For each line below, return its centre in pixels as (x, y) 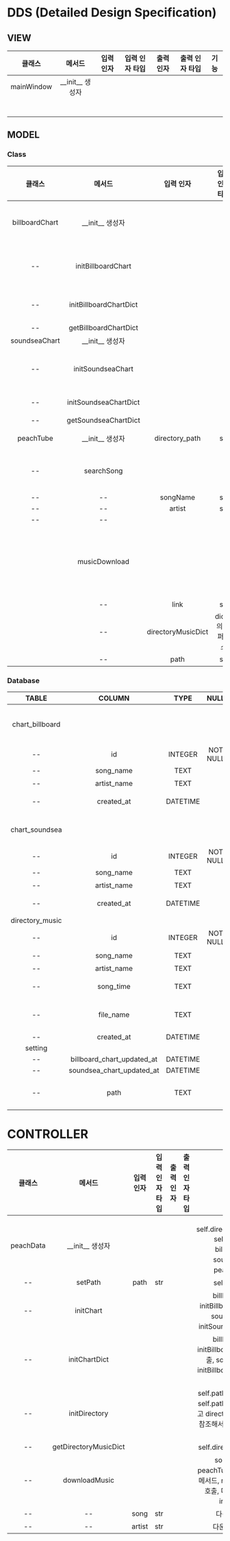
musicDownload (104, 561)
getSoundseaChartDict (103, 420)
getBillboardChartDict (103, 328)
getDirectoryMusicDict (89, 1446)
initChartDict (89, 1359)
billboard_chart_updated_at (114, 1059)
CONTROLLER (48, 1134)
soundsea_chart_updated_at (114, 1070)
